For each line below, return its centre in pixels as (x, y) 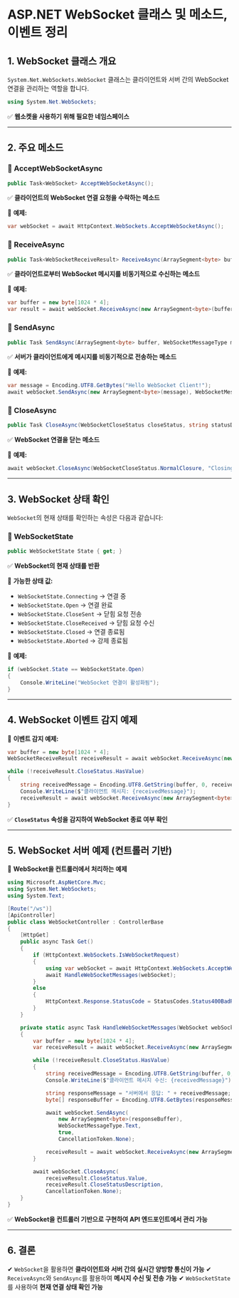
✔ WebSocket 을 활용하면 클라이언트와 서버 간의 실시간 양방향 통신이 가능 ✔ (110, 1269)
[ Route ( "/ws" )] (30, 909)
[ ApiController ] (31, 915)
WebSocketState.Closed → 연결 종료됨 (71, 632)
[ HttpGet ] (35, 935)
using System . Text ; (36, 896)
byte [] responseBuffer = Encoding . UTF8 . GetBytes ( (120, 1100)
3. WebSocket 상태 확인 (59, 499)
